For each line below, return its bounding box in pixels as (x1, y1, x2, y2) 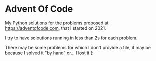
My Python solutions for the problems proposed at (5, 20, 109, 26)
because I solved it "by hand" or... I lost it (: (5, 50, 94, 56)
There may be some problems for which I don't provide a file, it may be (5, 44, 151, 50)
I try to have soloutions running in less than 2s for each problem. (5, 35, 138, 41)
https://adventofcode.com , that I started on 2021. (5, 25, 106, 31)
